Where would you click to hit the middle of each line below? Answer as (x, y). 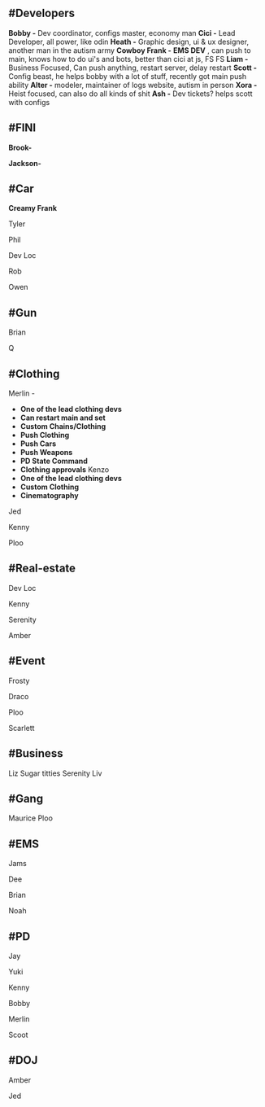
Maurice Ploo (30, 818)
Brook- (20, 147)
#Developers (42, 13)
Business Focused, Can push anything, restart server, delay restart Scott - (133, 68)
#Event (27, 661)
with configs (29, 102)
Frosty (19, 680)
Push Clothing (45, 435)
